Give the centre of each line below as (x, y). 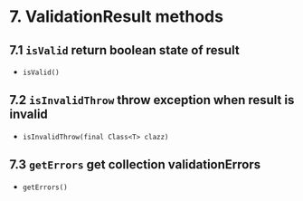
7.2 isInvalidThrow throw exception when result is (152, 100)
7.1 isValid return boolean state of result (124, 50)
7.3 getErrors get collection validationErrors (135, 165)
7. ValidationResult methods (117, 17)
